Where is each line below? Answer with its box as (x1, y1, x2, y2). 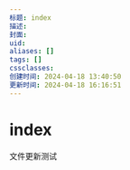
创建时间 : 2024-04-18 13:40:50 (9, 72, 122, 81)
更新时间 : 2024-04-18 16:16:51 (9, 80, 122, 90)
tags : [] (9, 55, 42, 64)
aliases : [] (9, 47, 54, 56)
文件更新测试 (9, 150, 57, 161)
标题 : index (9, 13, 51, 23)
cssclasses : (9, 64, 54, 73)
